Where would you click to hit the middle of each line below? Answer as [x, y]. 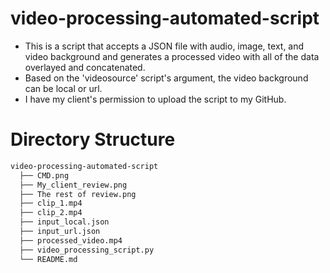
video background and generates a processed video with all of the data [172, 56]
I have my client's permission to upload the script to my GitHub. [155, 99]
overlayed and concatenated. [85, 67]
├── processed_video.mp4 [71, 240]
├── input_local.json [64, 222]
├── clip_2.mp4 [51, 213]
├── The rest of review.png [78, 194]
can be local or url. [63, 88]
